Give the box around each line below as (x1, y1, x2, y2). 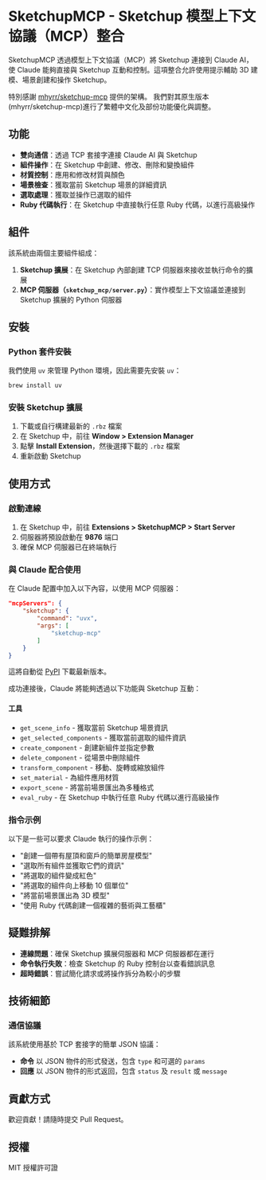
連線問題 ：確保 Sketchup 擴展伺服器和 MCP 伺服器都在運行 (19, 948, 215, 958)
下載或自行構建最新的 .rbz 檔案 (19, 421, 123, 431)
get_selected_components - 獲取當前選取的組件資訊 (19, 733, 186, 742)
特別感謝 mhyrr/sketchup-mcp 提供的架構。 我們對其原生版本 (8, 92, 209, 101)
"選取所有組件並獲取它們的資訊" (19, 861, 125, 870)
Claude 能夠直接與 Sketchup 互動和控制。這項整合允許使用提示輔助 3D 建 (17, 64, 258, 74)
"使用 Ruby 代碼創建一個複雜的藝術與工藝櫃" (19, 901, 166, 910)
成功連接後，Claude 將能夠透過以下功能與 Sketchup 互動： (8, 684, 201, 694)
